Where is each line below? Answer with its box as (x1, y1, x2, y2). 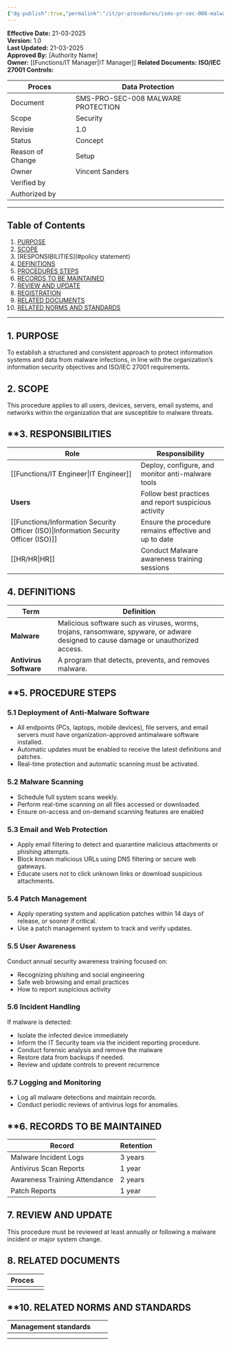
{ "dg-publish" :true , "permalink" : (7, 10, 103, 17)
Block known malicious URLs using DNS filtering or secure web (16, 855, 197, 863)
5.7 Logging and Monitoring (7, 1078, 102, 1087)
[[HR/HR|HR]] (10, 554, 55, 564)
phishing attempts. (16, 847, 70, 855)
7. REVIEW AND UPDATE (7, 1209, 113, 1221)
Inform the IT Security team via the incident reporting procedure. (16, 1038, 201, 1047)
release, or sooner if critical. (16, 917, 98, 926)
